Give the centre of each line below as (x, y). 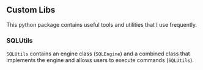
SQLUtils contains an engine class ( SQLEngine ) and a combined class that (98, 54)
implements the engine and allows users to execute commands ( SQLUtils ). (100, 60)
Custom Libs (31, 10)
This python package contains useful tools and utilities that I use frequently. (102, 24)
